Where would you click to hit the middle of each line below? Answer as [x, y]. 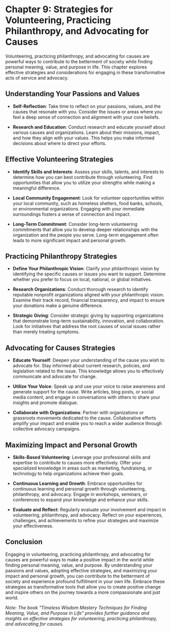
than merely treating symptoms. [46, 332]
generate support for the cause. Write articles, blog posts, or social [83, 392]
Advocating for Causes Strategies [60, 348]
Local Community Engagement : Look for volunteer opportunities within [88, 198]
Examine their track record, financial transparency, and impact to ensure [89, 300]
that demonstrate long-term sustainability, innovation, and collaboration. [89, 321]
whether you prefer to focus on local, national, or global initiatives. [82, 279]
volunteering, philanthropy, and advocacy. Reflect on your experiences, [88, 515]
